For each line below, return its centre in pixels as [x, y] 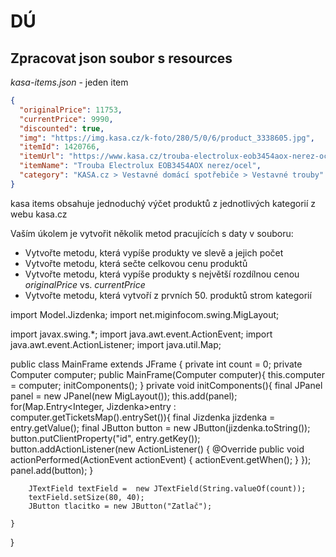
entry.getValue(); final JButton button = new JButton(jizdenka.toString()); [160, 427]
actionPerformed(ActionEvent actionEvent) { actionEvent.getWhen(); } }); [161, 459]
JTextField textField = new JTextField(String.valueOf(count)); [167, 488]
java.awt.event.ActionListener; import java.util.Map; [116, 344]
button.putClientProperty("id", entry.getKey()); [105, 438]
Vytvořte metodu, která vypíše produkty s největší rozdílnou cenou [162, 274]
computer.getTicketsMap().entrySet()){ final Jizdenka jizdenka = [143, 417]
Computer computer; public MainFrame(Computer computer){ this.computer [167, 374]
